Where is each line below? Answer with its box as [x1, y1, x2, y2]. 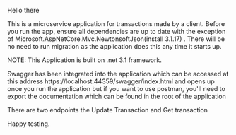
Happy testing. [7, 119, 50, 128]
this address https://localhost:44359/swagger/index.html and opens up [7, 77, 215, 86]
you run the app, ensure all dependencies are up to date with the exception [7, 28, 226, 35]
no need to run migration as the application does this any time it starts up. [7, 42, 222, 50]
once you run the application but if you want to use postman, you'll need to [7, 85, 226, 93]
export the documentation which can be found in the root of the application [7, 92, 226, 100]
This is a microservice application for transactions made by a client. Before [7, 20, 225, 28]
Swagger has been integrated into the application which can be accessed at [7, 70, 229, 78]
